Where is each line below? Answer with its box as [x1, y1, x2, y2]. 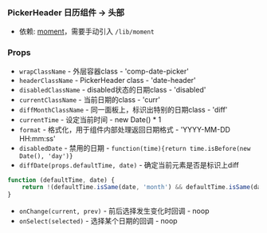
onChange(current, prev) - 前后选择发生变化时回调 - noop [18, 206, 210, 216]
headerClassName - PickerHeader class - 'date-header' [18, 75, 196, 85]
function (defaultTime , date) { [7, 176, 115, 184]
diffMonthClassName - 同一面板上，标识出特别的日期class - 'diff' [18, 105, 228, 114]
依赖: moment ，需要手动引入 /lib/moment [18, 26, 155, 37]
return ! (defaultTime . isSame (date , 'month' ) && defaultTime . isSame [22, 184, 250, 192]
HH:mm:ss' [18, 133, 57, 143]
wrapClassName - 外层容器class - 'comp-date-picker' [18, 66, 189, 76]
